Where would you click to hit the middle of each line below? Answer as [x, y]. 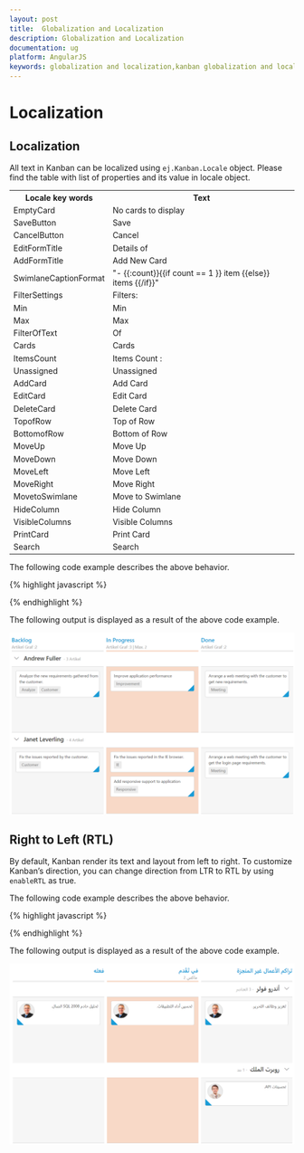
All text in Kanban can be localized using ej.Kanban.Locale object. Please [146, 168]
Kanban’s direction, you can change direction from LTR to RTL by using [142, 871]
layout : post [34, 19]
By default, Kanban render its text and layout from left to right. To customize [151, 862]
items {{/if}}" [136, 282]
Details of [130, 248]
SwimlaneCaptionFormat [59, 278]
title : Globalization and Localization [87, 29]
